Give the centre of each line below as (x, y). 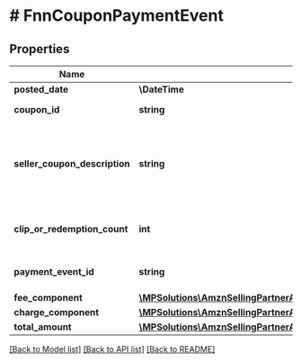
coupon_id (37, 109)
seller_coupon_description (72, 163)
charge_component (57, 312)
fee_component (48, 298)
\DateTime (161, 89)
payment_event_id (54, 272)
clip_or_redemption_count (71, 229)
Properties (40, 49)
